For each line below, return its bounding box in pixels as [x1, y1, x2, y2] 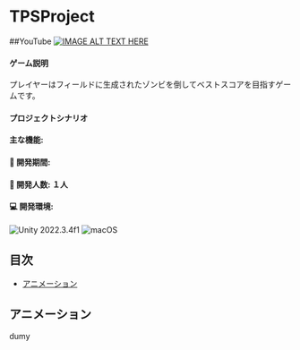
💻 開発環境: [9, 201, 54, 212]
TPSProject [9, 6, 96, 27]
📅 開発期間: [9, 157, 51, 167]
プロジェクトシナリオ [9, 112, 88, 123]
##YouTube [9, 36, 52, 47]
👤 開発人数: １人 [9, 179, 69, 190]
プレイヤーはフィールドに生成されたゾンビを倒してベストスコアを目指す [9, 79, 276, 90]
